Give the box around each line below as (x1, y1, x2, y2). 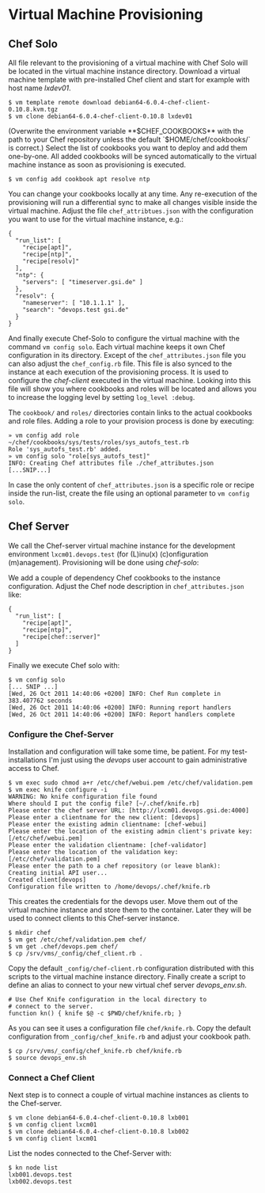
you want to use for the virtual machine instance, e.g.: (8, 215, 184, 223)
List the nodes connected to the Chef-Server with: (8, 1149, 172, 1158)
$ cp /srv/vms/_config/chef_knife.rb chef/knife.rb (8, 1047, 182, 1055)
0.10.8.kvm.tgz (8, 105, 59, 113)
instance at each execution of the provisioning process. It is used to (8, 367, 229, 377)
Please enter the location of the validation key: (8, 849, 179, 857)
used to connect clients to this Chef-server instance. (8, 914, 180, 923)
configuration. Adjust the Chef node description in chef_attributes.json (8, 581, 244, 591)
